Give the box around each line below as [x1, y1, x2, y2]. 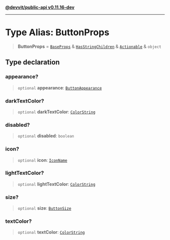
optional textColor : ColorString [17, 229, 85, 235]
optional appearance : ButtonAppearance [17, 84, 102, 90]
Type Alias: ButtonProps [5, 27, 110, 38]
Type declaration [5, 58, 60, 67]
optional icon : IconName [17, 157, 67, 163]
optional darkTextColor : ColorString [17, 109, 96, 115]
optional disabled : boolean [17, 133, 74, 139]
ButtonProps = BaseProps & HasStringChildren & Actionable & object [17, 43, 162, 50]
